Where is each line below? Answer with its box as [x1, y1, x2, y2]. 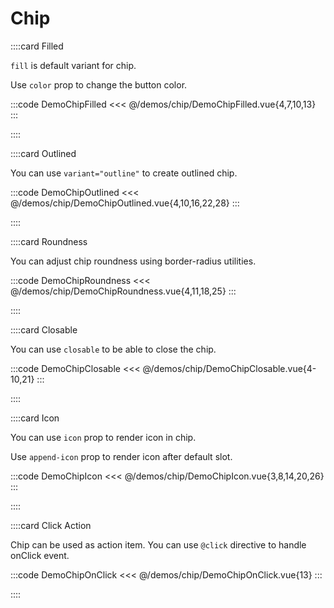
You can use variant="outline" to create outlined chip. [10, 167, 238, 179]
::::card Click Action [10, 519, 92, 531]
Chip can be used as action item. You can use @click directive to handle [10, 538, 307, 551]
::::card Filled [10, 40, 64, 52]
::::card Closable [10, 323, 78, 336]
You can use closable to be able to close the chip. [10, 343, 217, 355]
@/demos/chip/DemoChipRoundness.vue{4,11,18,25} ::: [10, 285, 237, 297]
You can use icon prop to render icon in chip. [10, 431, 197, 443]
